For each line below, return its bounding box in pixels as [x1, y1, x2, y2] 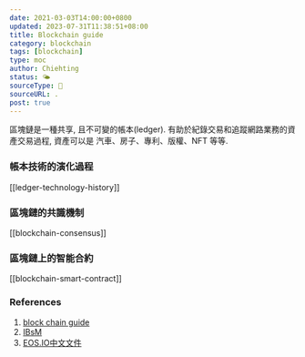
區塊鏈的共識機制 [9, 206, 85, 219]
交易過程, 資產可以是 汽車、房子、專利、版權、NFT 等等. [16, 136, 229, 147]
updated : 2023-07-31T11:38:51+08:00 [9, 22, 148, 31]
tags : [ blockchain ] [9, 47, 84, 56]
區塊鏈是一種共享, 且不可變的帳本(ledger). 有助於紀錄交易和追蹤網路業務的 [9, 124, 289, 135]
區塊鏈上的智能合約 [9, 251, 94, 264]
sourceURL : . [9, 89, 59, 98]
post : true [9, 97, 51, 107]
